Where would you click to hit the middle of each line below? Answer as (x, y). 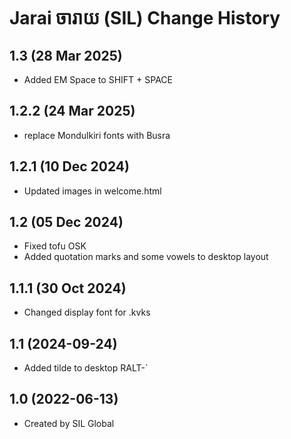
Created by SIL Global (69, 423)
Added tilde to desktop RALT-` (86, 368)
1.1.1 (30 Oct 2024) (68, 288)
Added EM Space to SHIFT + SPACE (98, 79)
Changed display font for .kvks (87, 312)
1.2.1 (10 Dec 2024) (69, 166)
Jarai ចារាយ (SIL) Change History (145, 18)
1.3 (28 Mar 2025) (66, 55)
